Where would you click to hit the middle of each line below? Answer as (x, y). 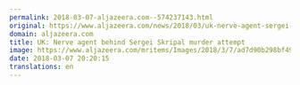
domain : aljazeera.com (51, 34)
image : (21, 50)
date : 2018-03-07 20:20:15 (59, 58)
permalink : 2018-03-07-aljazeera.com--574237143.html (112, 17)
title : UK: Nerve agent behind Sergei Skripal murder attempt (127, 42)
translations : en (42, 67)
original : (28, 26)
